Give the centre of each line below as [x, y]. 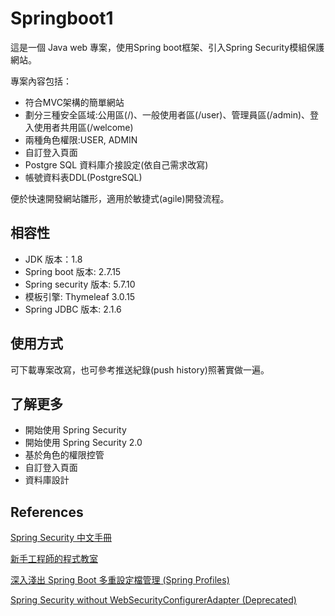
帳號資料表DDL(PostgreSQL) [83, 177]
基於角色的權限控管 [64, 455]
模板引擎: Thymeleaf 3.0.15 [80, 296]
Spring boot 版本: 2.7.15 [73, 271]
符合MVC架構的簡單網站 [74, 102]
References [47, 512]
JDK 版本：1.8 [53, 259]
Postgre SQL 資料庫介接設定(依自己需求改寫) [116, 164]
